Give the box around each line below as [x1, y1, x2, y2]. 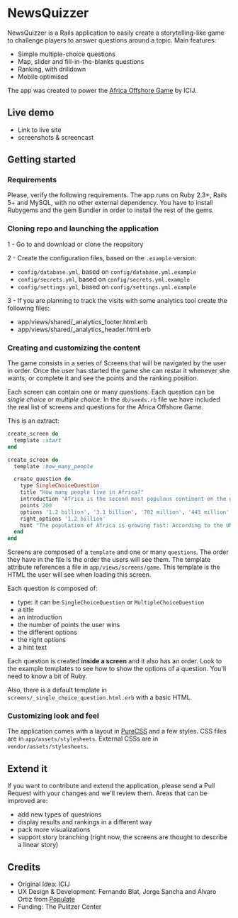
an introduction [17, 613, 62, 621]
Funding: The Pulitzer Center [17, 902, 102, 911]
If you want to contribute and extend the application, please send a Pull [7, 782, 215, 790]
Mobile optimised [17, 72, 69, 81]
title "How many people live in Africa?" [20, 489, 144, 496]
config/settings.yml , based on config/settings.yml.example [17, 282, 197, 291]
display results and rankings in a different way [17, 818, 152, 826]
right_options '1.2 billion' [20, 515, 106, 522]
